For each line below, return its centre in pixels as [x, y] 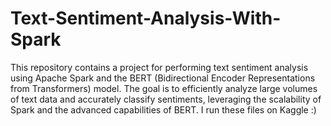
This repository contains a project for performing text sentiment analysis [159, 67]
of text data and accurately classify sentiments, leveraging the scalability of [166, 99]
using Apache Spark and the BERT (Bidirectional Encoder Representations [163, 78]
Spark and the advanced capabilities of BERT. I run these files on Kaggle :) [163, 109]
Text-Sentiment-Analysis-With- [146, 18]
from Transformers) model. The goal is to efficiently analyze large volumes [164, 88]
